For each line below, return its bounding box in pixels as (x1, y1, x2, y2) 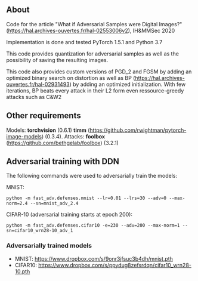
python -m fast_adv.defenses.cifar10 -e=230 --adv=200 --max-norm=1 (6, 223, 180, 228)
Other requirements (6, 110, 82, 121)
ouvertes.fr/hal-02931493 (6, 81, 70, 88)
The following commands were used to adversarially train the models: (6, 172, 178, 180)
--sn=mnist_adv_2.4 (30, 200, 79, 206)
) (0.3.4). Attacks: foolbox (41, 132, 106, 140)
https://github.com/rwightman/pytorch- (89, 126, 187, 134)
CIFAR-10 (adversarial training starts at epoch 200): (6, 211, 133, 218)
